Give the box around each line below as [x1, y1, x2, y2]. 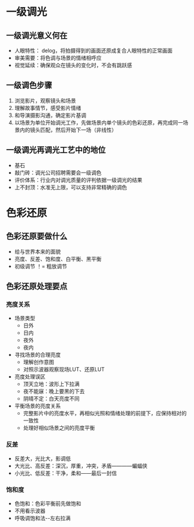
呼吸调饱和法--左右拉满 [14, 514, 71, 521]
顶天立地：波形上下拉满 [23, 381, 80, 388]
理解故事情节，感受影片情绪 [14, 104, 82, 111]
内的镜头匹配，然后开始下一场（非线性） [19, 126, 117, 133]
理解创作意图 [23, 359, 54, 366]
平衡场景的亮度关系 [14, 402, 61, 409]
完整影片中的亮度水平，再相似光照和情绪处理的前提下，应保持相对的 [23, 410, 187, 417]
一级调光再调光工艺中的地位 [6, 145, 106, 155]
